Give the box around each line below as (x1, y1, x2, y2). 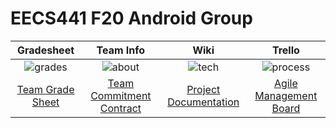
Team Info (96, 43, 146, 57)
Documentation (167, 95, 240, 109)
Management (254, 88, 318, 102)
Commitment (90, 88, 152, 102)
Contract (99, 101, 142, 115)
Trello (271, 43, 300, 57)
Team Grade (16, 82, 75, 96)
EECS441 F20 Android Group (10, 7, 253, 30)
